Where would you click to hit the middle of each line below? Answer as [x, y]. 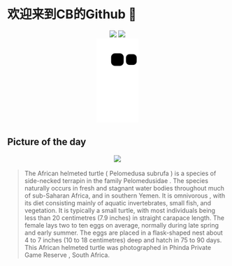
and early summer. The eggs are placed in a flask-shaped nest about [124, 232]
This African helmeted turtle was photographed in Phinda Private [118, 247]
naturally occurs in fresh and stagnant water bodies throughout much [124, 188]
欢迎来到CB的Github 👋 [72, 14]
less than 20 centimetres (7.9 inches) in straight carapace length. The [124, 218]
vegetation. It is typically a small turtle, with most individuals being [119, 210]
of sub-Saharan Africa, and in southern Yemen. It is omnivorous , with [125, 195]
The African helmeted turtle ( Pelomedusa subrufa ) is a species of [120, 173]
